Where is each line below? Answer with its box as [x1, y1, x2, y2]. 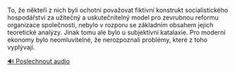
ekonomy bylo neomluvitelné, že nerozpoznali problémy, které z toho [7, 36, 208, 44]
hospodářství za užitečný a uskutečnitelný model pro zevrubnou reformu [7, 13, 219, 22]
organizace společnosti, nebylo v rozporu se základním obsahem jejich [7, 21, 214, 29]
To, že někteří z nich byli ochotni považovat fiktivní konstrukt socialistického [7, 6, 229, 14]
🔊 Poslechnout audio [7, 57, 71, 65]
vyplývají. [7, 43, 35, 51]
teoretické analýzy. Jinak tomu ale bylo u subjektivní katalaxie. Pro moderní [7, 28, 226, 36]
